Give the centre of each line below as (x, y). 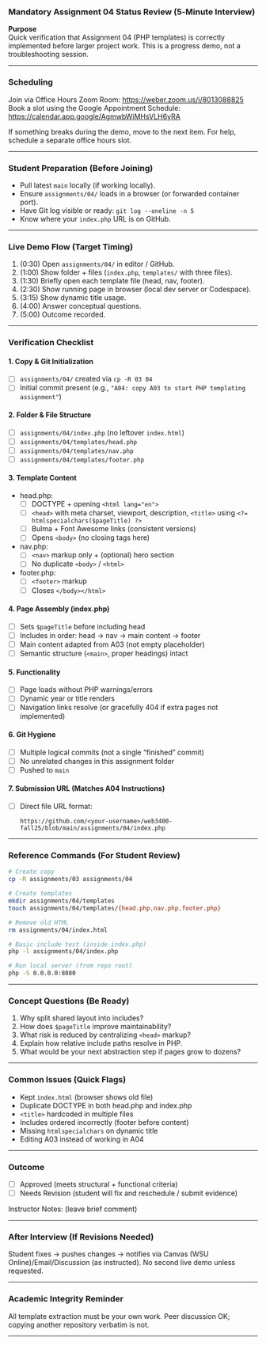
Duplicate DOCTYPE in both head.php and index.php (106, 1105)
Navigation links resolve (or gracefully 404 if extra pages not (119, 708)
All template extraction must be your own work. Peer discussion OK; (119, 1316)
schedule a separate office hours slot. (70, 140)
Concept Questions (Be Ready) (69, 1001)
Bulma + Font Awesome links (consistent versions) (114, 529)
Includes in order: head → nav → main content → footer (110, 635)
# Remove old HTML (38, 922)
